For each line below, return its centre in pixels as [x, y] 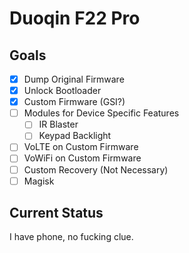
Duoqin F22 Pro [75, 18]
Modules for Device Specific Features [101, 113]
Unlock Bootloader [62, 91]
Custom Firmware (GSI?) [74, 102]
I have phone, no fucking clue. [71, 237]
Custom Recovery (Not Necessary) [96, 169]
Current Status [56, 213]
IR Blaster [58, 124]
